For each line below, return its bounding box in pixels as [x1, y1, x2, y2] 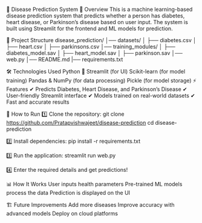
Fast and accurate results [6, 98, 70, 105]
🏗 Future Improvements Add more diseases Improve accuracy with [6, 201, 175, 208]
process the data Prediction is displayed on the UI [6, 189, 131, 196]
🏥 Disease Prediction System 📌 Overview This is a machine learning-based [6, 6, 193, 13]
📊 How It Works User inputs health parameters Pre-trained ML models [6, 181, 183, 187]
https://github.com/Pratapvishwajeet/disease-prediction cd [6, 119, 154, 126]
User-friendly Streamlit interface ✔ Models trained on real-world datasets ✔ [6, 92, 195, 99]
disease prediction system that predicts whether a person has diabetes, [6, 12, 185, 19]
